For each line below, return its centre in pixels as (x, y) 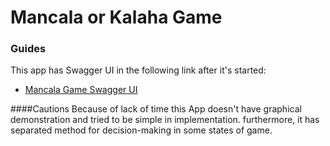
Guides (28, 49)
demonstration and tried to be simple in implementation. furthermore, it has (165, 120)
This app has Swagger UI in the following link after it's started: (138, 70)
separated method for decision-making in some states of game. (141, 130)
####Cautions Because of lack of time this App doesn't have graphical (156, 109)
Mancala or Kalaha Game (116, 17)
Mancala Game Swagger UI (81, 90)
